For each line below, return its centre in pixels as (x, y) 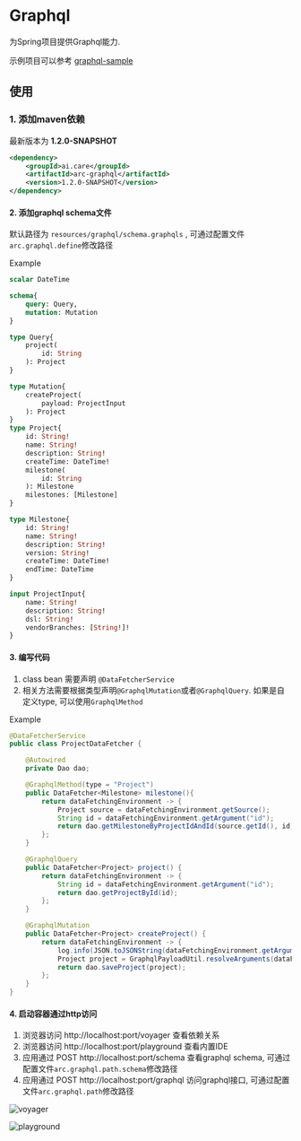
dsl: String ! (50, 619)
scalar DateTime (39, 280)
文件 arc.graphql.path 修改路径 (78, 1092)
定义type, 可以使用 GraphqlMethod (82, 701)
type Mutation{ (38, 387)
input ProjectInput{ (48, 594)
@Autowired (46, 760)
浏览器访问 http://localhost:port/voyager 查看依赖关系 (121, 1035)
